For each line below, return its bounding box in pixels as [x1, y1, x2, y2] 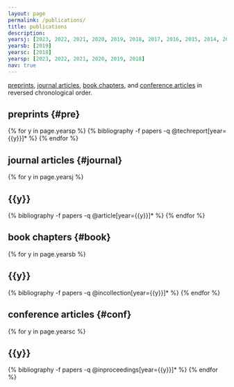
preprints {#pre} [8, 108, 81, 120]
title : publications [8, 23, 68, 30]
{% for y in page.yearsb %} [8, 249, 86, 258]
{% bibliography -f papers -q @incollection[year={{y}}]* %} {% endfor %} [8, 288, 221, 297]
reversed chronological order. [8, 88, 93, 97]
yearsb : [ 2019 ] [8, 42, 52, 49]
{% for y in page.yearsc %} [8, 327, 86, 336]
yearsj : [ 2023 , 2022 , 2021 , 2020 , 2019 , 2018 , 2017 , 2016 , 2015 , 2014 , [8, 36, 220, 43]
